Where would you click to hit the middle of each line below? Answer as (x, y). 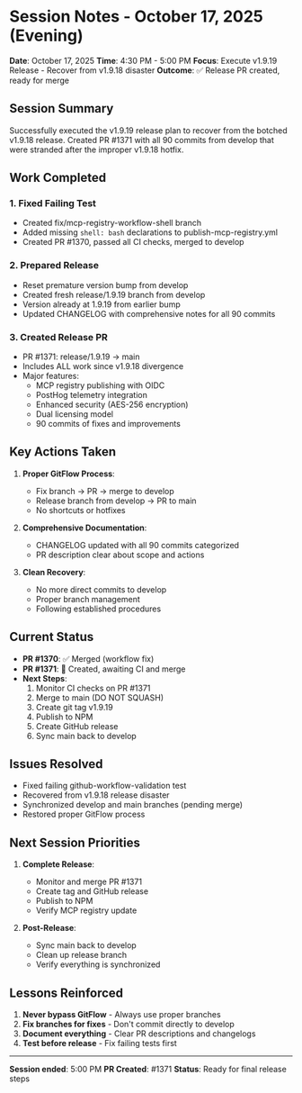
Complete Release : (58, 864)
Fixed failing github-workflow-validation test (104, 786)
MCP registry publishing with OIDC (100, 385)
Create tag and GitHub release (92, 891)
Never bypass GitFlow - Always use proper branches (122, 1015)
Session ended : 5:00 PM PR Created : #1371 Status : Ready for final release (148, 1070)
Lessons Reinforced (67, 993)
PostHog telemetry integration (92, 395)
